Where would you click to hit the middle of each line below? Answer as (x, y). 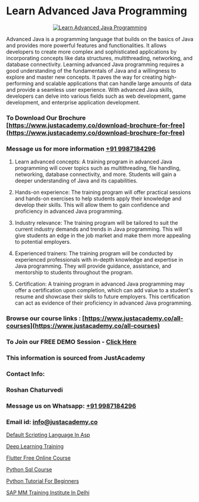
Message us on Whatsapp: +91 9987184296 (71, 405)
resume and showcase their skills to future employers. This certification (102, 297)
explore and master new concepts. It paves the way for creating (84, 77)
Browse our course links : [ (45, 318)
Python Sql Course (29, 469)
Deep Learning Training (35, 446)
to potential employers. (43, 242)
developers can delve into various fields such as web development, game (96, 96)
